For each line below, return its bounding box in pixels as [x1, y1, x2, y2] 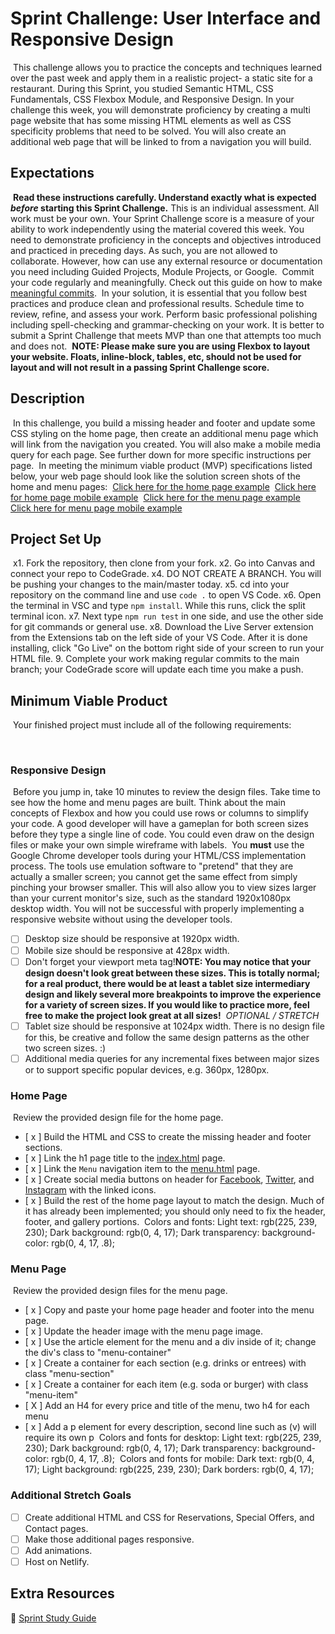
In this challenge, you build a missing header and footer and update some [12, 417, 316, 429]
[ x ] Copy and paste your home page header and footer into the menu [24, 1304, 315, 1316]
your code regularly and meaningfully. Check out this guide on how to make [10, 276, 323, 288]
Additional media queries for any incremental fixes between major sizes [24, 1052, 320, 1064]
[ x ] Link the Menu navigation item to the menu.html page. [24, 1163, 261, 1175]
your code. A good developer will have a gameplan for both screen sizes [10, 818, 309, 830]
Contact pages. [24, 1522, 89, 1534]
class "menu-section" [24, 1368, 115, 1380]
